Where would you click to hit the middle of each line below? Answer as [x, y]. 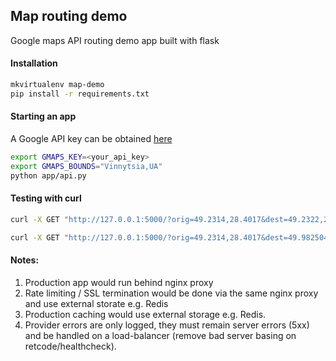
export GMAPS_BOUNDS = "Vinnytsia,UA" [86, 166]
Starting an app [43, 116]
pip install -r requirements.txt [80, 94]
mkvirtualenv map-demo [57, 85]
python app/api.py [48, 175]
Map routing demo [69, 16]
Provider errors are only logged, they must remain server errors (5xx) [167, 325]
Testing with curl [46, 198]
